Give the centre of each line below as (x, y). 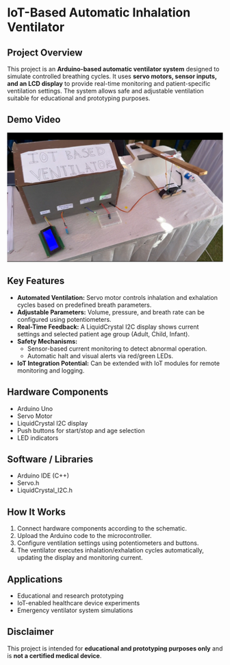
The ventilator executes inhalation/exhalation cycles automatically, (110, 550)
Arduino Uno (35, 408)
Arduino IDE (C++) (43, 476)
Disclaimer (30, 632)
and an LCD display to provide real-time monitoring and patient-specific (109, 83)
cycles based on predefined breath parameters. (84, 305)
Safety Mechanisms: (47, 341)
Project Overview (45, 52)
